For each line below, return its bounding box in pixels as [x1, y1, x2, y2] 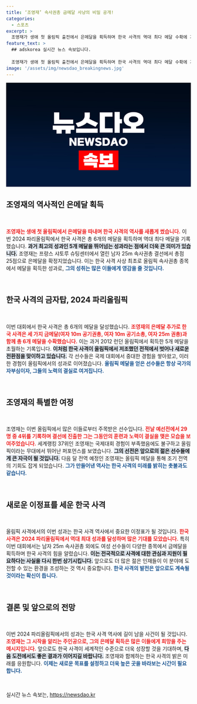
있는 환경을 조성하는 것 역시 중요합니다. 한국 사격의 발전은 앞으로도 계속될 [23, 565, 189, 572]
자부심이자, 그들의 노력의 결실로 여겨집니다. [6, 367, 104, 374]
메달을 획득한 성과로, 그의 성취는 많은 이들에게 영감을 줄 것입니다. [16, 265, 164, 272]
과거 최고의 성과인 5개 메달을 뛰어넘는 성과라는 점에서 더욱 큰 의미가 [28, 242, 181, 249]
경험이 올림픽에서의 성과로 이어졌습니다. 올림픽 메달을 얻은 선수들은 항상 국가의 [12, 359, 191, 367]
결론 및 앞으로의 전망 [6, 602, 76, 612]
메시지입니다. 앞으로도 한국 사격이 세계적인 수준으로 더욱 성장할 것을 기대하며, [6, 645, 184, 652]
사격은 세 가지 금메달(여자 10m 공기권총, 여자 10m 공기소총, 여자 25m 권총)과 [12, 330, 188, 338]
